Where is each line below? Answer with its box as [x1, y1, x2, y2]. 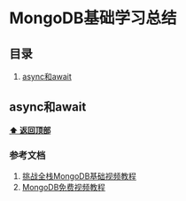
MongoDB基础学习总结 [9, 8, 177, 28]
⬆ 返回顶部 [9, 125, 51, 135]
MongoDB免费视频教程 [21, 182, 106, 193]
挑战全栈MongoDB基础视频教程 [21, 171, 137, 182]
